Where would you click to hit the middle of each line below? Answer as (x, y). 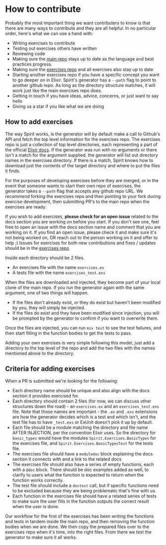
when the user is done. (36, 506)
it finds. (13, 171)
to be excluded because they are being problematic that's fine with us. (84, 490)
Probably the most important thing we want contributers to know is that (78, 23)
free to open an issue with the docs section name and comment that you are (83, 227)
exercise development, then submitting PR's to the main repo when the (77, 202)
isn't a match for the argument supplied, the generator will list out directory (82, 155)
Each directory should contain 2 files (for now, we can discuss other (82, 401)
